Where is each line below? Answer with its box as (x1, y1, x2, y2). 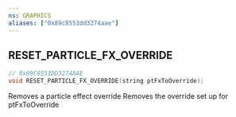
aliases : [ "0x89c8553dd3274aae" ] (8, 19, 119, 27)
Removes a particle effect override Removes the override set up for (8, 92, 229, 101)
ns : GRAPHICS (8, 11, 52, 20)
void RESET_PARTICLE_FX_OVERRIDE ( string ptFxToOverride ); (8, 77, 204, 85)
